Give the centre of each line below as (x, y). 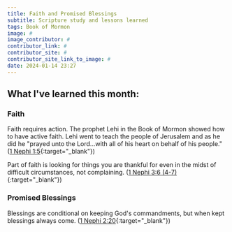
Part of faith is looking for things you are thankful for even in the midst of (112, 165)
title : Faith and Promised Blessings (62, 14)
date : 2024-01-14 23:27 (42, 66)
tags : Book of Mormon (39, 27)
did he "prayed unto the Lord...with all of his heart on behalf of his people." (115, 144)
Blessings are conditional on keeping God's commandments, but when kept (116, 213)
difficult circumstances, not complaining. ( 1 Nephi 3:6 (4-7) (92, 173)
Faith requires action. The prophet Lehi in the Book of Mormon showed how (116, 129)
